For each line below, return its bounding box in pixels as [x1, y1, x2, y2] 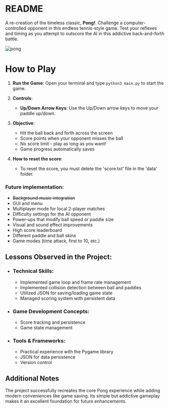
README [5, 3, 43, 15]
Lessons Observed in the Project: [5, 252, 112, 261]
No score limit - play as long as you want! [20, 140, 106, 146]
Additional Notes [5, 374, 60, 383]
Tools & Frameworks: [12, 337, 66, 344]
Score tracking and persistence [20, 319, 86, 326]
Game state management [20, 325, 73, 331]
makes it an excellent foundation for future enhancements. [5, 398, 127, 404]
